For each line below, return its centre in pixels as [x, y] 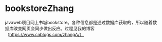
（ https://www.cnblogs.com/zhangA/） [45, 34]
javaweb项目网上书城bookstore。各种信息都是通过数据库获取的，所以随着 [79, 22]
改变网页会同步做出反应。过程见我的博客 [54, 28]
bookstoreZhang [39, 8]
